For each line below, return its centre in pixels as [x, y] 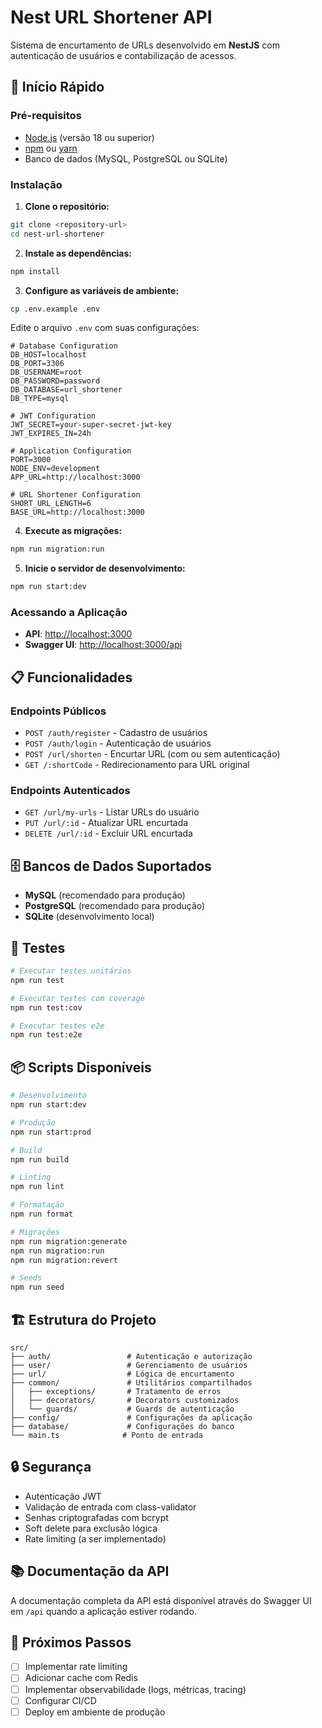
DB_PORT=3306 [37, 364]
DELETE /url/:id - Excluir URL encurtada [108, 833]
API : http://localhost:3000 [78, 634]
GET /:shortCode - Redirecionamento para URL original [137, 765]
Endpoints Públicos [58, 711]
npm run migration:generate [69, 1241]
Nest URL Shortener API [111, 17]
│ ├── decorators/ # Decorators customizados [125, 1400]
